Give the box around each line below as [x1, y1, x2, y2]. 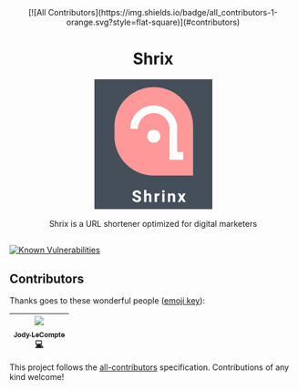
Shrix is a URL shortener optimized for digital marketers [48, 218, 258, 229]
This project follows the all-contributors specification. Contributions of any [9, 362, 290, 373]
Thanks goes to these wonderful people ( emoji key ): [9, 295, 206, 306]
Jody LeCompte [13, 330, 66, 339]
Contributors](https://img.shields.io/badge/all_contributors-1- [47, 7, 278, 17]
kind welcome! [9, 371, 65, 382]
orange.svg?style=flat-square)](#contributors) [66, 16, 241, 27]
